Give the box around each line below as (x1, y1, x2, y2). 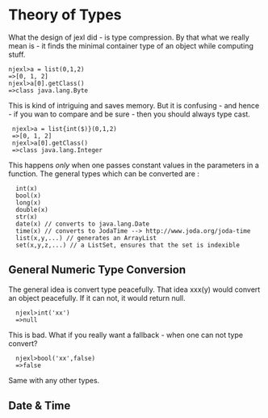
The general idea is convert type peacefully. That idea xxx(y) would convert (8, 285, 261, 294)
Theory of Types (8, 6, 123, 24)
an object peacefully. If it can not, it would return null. (8, 293, 186, 302)
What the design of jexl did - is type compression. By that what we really (8, 32, 250, 42)
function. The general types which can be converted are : (8, 168, 200, 179)
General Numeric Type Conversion (8, 263, 186, 277)
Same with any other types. (8, 375, 100, 385)
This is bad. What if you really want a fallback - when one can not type (8, 330, 244, 340)
